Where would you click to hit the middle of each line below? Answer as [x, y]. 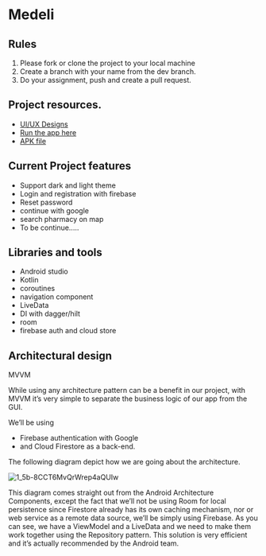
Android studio [44, 271]
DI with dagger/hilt [50, 314]
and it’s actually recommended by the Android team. [94, 543]
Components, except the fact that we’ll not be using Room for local [117, 501]
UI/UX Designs [44, 124]
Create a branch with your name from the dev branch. [108, 72]
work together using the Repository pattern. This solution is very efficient [128, 535]
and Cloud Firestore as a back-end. [77, 446]
